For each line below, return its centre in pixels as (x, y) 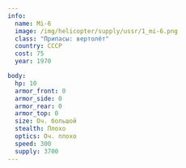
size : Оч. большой (46, 121)
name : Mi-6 (33, 24)
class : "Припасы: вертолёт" (62, 39)
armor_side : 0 (38, 98)
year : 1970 (33, 62)
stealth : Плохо (40, 129)
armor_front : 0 (40, 91)
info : (17, 16)
